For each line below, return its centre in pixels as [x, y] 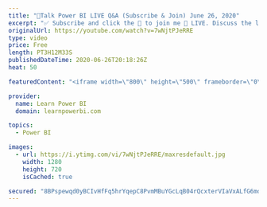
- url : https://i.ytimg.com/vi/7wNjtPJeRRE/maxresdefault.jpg [120, 154]
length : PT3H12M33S [41, 53]
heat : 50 [23, 68]
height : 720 [42, 169]
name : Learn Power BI [51, 103]
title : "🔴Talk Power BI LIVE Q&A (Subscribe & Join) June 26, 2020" [124, 16]
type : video [28, 38]
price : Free [28, 45]
